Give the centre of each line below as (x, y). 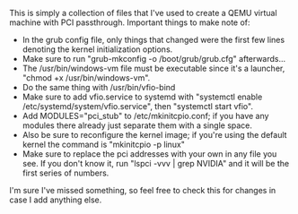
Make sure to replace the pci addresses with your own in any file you (149, 154)
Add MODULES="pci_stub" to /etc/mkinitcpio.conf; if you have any (145, 116)
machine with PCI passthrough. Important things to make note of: (130, 22)
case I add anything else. (56, 200)
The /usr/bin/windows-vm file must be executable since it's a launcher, (153, 68)
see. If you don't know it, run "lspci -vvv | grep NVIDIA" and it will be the (156, 163)
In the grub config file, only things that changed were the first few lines (153, 40)
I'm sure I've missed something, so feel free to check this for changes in (143, 190)
